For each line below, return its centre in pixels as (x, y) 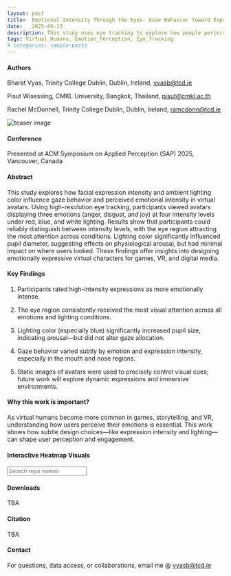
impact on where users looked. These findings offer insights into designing (113, 250)
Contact (19, 550)
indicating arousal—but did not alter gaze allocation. (91, 337)
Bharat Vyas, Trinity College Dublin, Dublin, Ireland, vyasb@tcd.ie (100, 83)
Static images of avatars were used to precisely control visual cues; (113, 372)
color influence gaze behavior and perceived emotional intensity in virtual (111, 200)
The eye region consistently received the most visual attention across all (119, 310)
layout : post (26, 13)
